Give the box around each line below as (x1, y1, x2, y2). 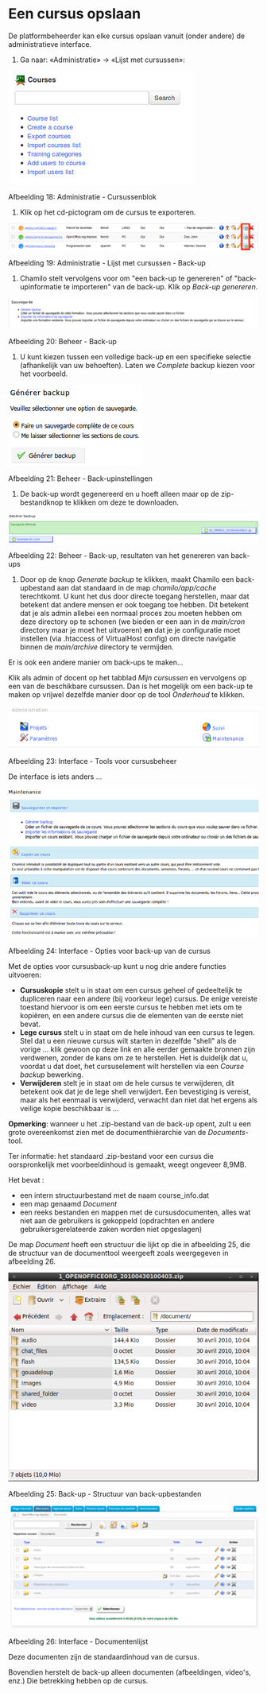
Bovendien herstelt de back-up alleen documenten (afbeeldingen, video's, (8, 1667, 252, 1677)
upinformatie (19, 282, 62, 292)
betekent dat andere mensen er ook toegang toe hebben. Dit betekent (19, 600, 249, 610)
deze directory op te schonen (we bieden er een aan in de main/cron (19, 617, 246, 626)
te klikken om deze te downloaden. (64, 498, 180, 507)
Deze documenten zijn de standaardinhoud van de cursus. (8, 1652, 200, 1661)
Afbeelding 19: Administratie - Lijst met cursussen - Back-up (8, 258, 206, 268)
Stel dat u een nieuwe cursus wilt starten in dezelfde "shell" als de (19, 1036, 237, 1046)
